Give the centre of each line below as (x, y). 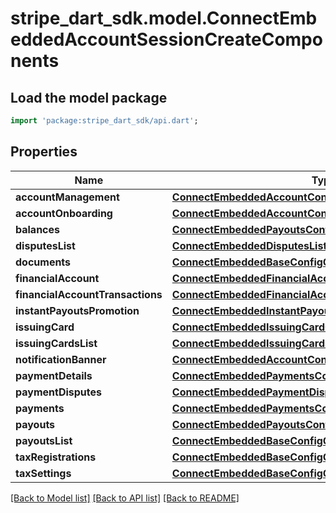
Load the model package (89, 97)
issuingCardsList (56, 343)
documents (43, 262)
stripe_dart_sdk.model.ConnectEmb (164, 18)
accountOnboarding (64, 213)
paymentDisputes (58, 392)
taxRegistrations (56, 457)
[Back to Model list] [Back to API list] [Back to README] (125, 498)
